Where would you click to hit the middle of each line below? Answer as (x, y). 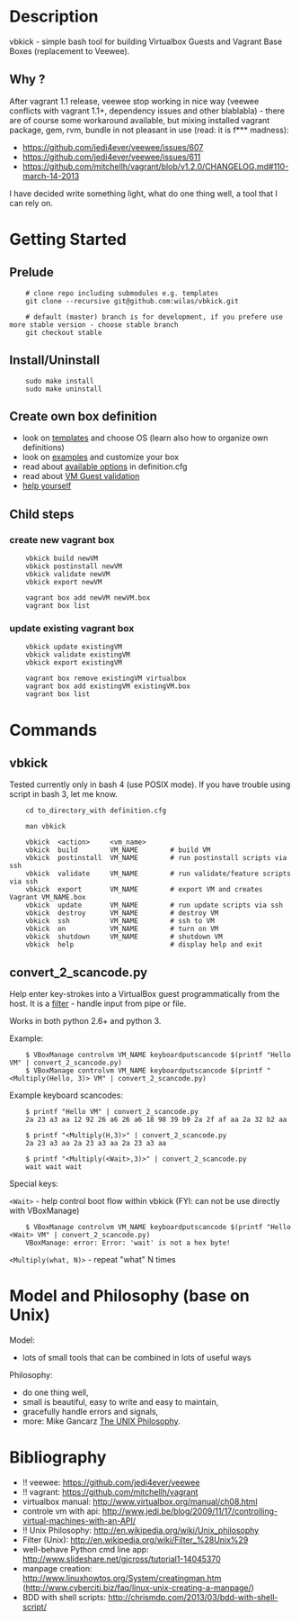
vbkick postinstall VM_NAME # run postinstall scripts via (156, 858)
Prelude (31, 272)
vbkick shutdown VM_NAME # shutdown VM (124, 937)
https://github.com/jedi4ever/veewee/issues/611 (111, 157)
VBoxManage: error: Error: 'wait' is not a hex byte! (128, 1243)
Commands (53, 730)
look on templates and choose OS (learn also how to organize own (145, 438)
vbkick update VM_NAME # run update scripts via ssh (154, 906)
